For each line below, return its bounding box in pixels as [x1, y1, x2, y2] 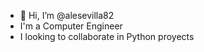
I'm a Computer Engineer [19, 20, 123, 32]
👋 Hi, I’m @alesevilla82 [19, 10, 115, 21]
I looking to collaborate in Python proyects [19, 31, 195, 42]
